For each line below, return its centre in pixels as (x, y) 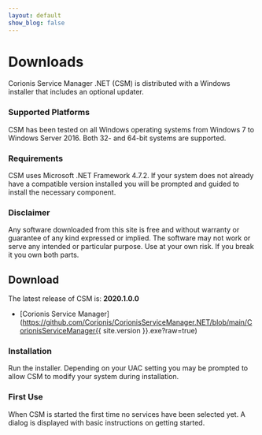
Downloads (46, 62)
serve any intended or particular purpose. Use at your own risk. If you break (131, 247)
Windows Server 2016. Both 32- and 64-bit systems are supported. (117, 138)
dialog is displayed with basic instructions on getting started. (107, 422)
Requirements (36, 158)
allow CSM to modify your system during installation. (94, 377)
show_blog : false (37, 23)
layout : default (35, 15)
